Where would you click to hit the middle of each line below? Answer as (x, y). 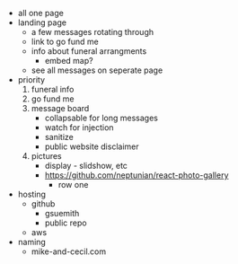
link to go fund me (65, 41)
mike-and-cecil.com (68, 251)
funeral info (53, 89)
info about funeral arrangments (89, 51)
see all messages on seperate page (97, 70)
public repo (66, 223)
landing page (42, 22)
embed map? (69, 61)
